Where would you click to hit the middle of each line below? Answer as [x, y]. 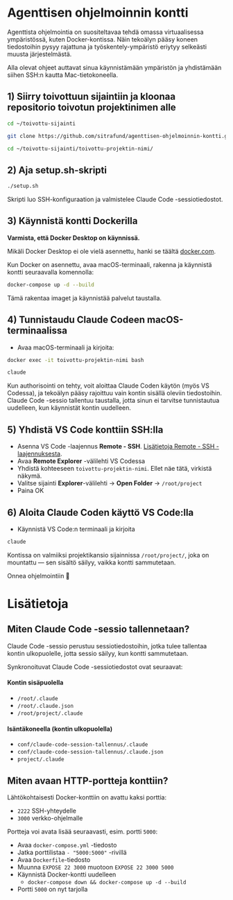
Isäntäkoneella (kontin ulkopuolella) [60, 729]
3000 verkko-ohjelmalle [50, 818]
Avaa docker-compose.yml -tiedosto [67, 845]
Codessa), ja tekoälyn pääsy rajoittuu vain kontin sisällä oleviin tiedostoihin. [115, 393]
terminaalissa [37, 331]
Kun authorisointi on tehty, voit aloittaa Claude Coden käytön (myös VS [108, 386]
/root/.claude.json [45, 706]
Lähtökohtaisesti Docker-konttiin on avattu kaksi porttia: [87, 797]
